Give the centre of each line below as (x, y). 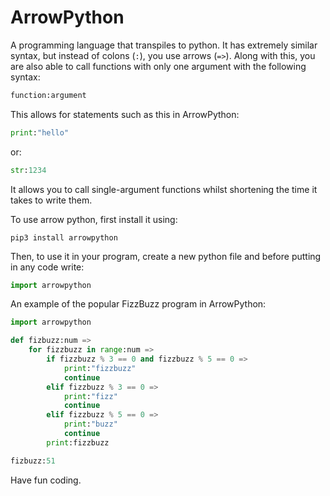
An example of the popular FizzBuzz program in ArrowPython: (138, 304)
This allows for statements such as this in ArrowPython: (125, 114)
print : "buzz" (90, 424)
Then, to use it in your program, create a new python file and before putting (166, 256)
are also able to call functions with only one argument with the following (158, 66)
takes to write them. (51, 200)
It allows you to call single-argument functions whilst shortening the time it (164, 189)
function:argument (48, 95)
